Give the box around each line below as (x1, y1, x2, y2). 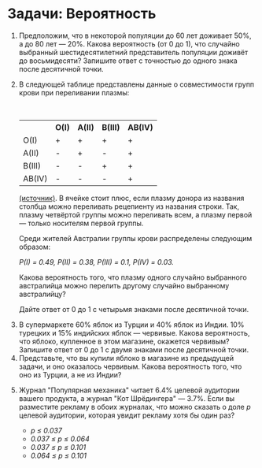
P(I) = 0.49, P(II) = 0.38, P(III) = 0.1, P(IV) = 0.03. (18, 257, 175, 266)
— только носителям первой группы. (18, 218, 144, 228)
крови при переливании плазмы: (18, 87, 130, 97)
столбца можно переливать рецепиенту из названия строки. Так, (18, 202, 240, 211)
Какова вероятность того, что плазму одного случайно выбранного (18, 273, 247, 282)
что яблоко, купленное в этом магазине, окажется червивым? (18, 336, 230, 346)
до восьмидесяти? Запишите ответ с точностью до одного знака (18, 56, 238, 65)
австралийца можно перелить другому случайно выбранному (18, 280, 230, 290)
